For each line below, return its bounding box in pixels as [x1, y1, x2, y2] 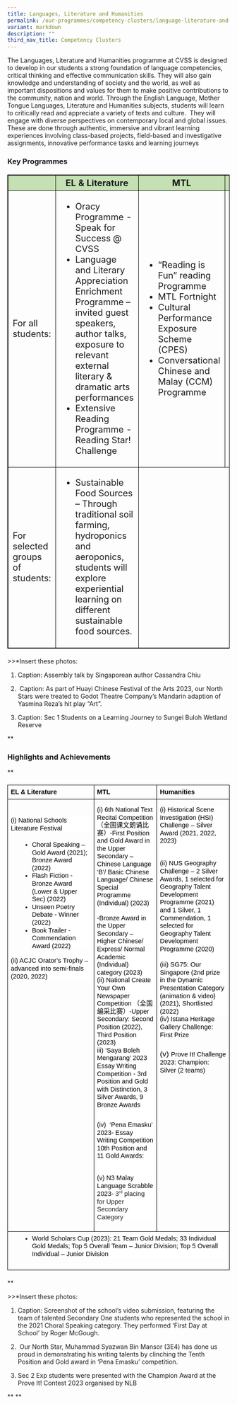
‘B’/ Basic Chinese [97, 868, 150, 876]
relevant [75, 349, 109, 361]
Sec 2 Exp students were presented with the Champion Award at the [17, 1371, 217, 1380]
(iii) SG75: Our [159, 961, 202, 969]
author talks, [75, 328, 127, 340]
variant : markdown [7, 23, 61, 30]
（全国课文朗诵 [97, 821, 142, 829]
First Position [111, 829, 150, 837]
